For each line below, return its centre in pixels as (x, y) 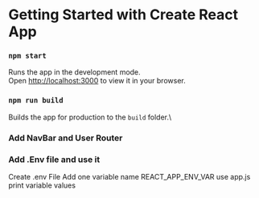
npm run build (36, 101)
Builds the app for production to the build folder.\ (90, 117)
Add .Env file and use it (54, 160)
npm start (27, 56)
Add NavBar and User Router (66, 138)
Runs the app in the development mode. (74, 72)
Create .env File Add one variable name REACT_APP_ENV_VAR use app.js (129, 177)
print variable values (42, 185)
